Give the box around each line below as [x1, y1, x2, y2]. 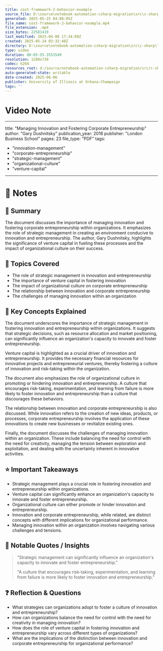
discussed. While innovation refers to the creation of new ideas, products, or [5, 410, 158, 416]
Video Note [5, 105, 51, 116]
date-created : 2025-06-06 [5, 75, 57, 80]
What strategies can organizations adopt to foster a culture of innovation [12, 604, 158, 610]
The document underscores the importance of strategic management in [5, 320, 148, 326]
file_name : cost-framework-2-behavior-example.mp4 [5, 20, 110, 26]
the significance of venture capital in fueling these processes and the [5, 240, 144, 246]
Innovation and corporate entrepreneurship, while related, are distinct [12, 511, 151, 518]
